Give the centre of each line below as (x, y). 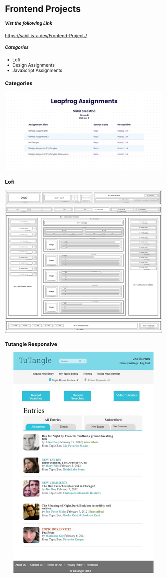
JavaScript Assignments (37, 70)
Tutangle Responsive (31, 344)
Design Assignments (33, 65)
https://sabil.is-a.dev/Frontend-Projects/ (46, 36)
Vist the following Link (29, 23)
